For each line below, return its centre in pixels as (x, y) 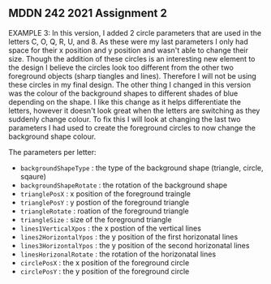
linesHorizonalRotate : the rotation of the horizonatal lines (118, 254)
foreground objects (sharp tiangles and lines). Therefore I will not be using (133, 75)
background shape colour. (52, 136)
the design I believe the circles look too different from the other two (121, 67)
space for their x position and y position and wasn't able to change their (129, 50)
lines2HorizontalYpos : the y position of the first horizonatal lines (129, 237)
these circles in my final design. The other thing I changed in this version (130, 84)
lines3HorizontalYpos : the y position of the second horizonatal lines (135, 245)
